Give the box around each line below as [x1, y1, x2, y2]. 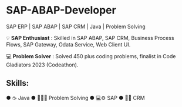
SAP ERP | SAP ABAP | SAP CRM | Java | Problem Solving [6, 23, 146, 30]
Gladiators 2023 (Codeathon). [6, 61, 79, 68]
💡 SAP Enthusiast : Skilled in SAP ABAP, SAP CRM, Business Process [6, 34, 174, 41]
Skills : [6, 78, 29, 88]
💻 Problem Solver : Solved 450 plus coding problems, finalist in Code [6, 52, 176, 59]
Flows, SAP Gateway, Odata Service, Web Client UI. [6, 41, 131, 48]
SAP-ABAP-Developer [6, 4, 116, 17]
